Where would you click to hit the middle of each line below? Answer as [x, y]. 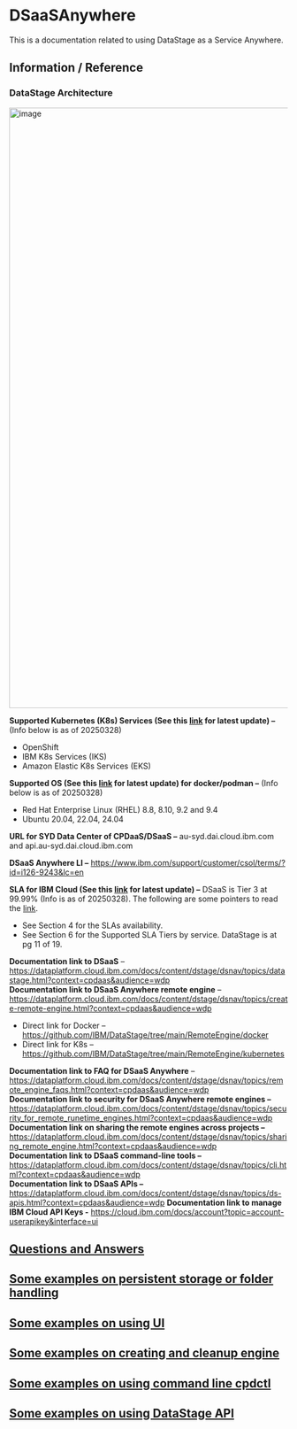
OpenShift [40, 747]
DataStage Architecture [61, 93]
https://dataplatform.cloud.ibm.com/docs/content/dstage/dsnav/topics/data [147, 970]
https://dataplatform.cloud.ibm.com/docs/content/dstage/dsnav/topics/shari [148, 1136]
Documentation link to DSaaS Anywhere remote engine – [115, 989]
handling [34, 1293]
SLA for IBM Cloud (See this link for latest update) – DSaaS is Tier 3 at [138, 889]
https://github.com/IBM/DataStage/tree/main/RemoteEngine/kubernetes [153, 1054]
